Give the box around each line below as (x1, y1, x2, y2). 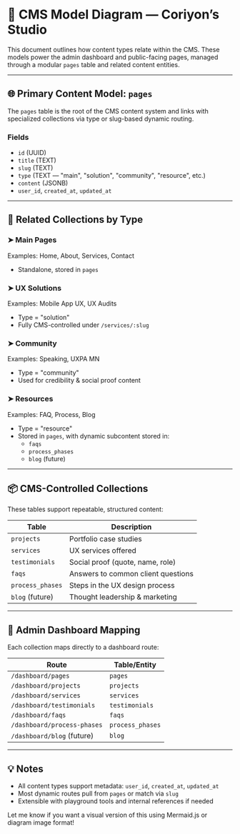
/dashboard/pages (11, 672, 70, 680)
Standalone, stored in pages (17, 265, 99, 273)
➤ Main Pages (7, 235, 57, 245)
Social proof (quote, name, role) (69, 557, 176, 567)
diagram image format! (7, 818, 75, 827)
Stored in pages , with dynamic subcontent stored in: (17, 431, 170, 440)
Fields (7, 132, 29, 142)
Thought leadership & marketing (69, 592, 177, 602)
